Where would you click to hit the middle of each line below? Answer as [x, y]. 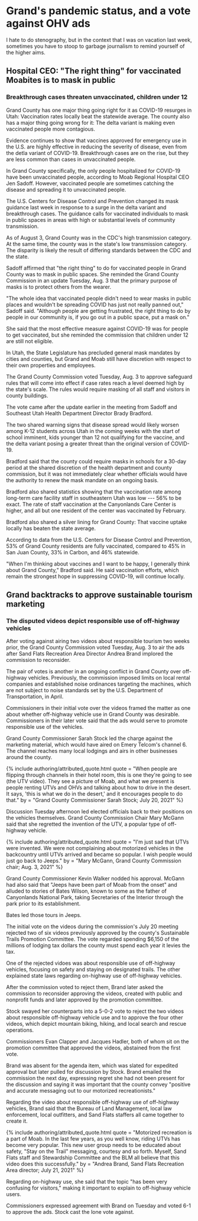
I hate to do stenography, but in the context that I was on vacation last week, [99, 40]
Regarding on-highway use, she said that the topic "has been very [87, 1182]
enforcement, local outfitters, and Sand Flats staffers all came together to [95, 1115]
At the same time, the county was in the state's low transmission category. [97, 244]
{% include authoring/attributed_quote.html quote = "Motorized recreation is [99, 1133]
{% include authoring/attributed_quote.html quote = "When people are [92, 769]
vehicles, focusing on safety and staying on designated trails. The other [93, 970]
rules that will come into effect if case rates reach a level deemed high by [95, 383]
